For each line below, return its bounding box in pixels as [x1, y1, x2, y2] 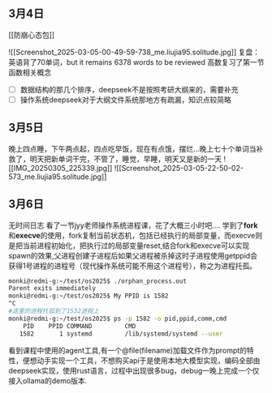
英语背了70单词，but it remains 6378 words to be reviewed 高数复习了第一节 [8, 57, 265, 66]
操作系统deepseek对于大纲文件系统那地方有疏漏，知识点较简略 [19, 95, 231, 105]
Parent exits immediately [8, 284, 96, 293]
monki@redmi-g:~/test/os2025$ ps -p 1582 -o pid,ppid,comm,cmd [8, 314, 227, 323]
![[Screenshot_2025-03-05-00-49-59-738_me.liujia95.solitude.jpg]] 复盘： [8, 47, 260, 57]
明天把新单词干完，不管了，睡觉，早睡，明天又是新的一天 [29, 154, 222, 164]
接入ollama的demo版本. [8, 375, 88, 386]
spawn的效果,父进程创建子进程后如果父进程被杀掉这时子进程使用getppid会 [8, 250, 258, 260]
